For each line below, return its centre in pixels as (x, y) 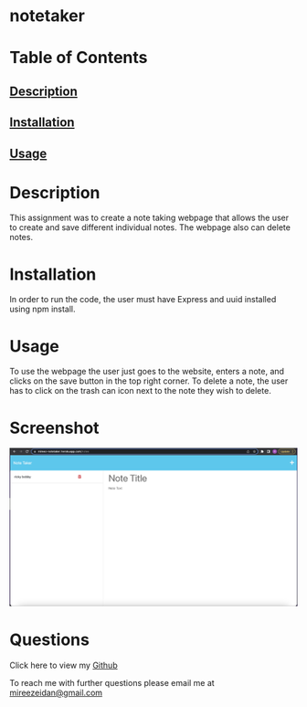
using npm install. (42, 309)
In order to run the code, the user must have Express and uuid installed (143, 300)
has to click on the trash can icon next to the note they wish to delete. (140, 391)
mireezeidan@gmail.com (56, 692)
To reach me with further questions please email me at (112, 682)
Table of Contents (79, 58)
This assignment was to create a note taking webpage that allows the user (149, 218)
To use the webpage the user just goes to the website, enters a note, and (147, 372)
